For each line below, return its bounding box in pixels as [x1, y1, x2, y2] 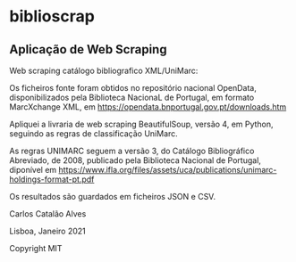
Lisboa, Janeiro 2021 [9, 225, 87, 236]
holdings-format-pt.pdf [9, 174, 95, 184]
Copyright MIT [9, 243, 63, 253]
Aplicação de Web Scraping [9, 42, 167, 57]
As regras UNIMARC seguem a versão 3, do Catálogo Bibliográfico [9, 145, 255, 156]
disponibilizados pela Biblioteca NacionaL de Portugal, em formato [9, 92, 255, 102]
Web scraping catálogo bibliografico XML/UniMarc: [9, 65, 199, 76]
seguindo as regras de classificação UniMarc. [9, 128, 179, 139]
